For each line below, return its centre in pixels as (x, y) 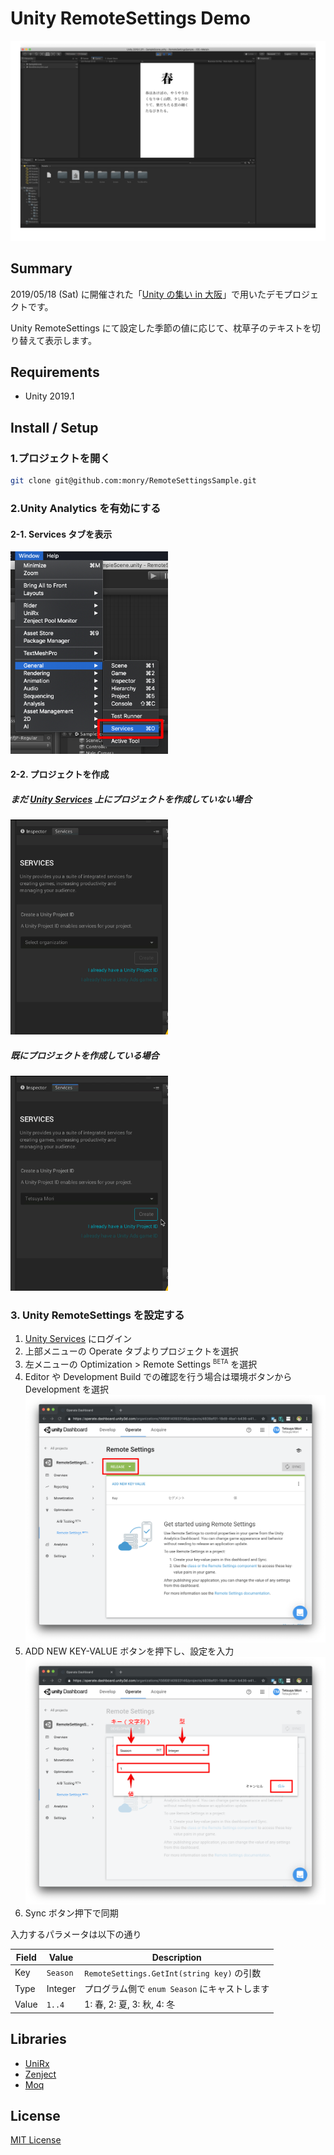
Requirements (55, 372)
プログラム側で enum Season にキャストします (177, 1989)
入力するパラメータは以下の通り (76, 1934)
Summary (41, 268)
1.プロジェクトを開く (60, 458)
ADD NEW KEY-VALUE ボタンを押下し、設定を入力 (129, 1651)
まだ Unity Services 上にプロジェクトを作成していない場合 (131, 799)
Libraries (38, 2039)
